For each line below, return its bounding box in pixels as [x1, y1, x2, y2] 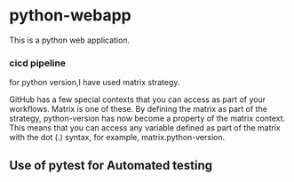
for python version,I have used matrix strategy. [9, 77, 180, 88]
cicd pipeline [9, 57, 67, 69]
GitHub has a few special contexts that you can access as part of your [9, 94, 266, 105]
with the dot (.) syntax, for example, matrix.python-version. [9, 132, 226, 143]
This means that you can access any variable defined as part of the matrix [9, 123, 282, 133]
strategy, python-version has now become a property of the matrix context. [9, 113, 286, 124]
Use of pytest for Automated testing [9, 157, 213, 173]
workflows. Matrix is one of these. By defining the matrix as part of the [9, 104, 268, 115]
